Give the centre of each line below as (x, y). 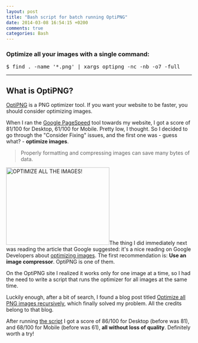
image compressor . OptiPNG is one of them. (60, 262)
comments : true (25, 28)
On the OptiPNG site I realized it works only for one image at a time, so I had (98, 273)
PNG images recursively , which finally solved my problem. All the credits (94, 303)
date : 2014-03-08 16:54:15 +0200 (47, 22)
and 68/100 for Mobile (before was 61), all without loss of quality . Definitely (98, 328)
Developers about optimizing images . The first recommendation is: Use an (96, 256)
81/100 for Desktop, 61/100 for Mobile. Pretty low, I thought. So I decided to (97, 129)
